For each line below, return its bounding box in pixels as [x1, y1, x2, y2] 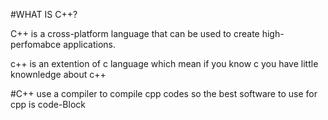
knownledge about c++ [10, 69, 107, 80]
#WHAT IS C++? [10, 9, 78, 20]
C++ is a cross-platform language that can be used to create [10, 28, 260, 39]
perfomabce [10, 39, 62, 50]
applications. [63, 39, 117, 50]
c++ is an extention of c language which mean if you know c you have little [10, 58, 319, 69]
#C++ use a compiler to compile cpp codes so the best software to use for [10, 88, 318, 99]
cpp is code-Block [10, 99, 86, 110]
